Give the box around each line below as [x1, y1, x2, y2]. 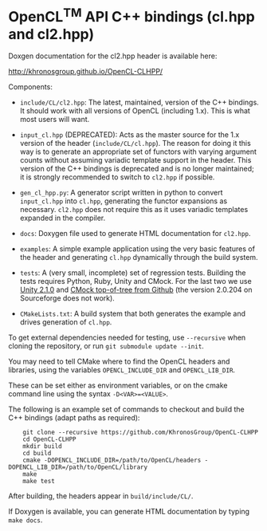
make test [22, 478, 56, 486]
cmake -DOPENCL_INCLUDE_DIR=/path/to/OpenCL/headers [22, 456, 202, 465]
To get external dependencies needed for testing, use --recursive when [8, 332, 246, 343]
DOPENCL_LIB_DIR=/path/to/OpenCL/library [8, 463, 148, 471]
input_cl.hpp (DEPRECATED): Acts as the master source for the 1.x [19, 130, 240, 140]
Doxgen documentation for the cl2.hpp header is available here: [8, 51, 218, 61]
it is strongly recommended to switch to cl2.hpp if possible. [19, 172, 215, 182]
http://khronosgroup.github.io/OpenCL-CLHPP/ [8, 67, 163, 77]
